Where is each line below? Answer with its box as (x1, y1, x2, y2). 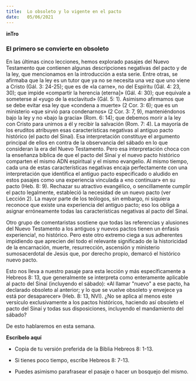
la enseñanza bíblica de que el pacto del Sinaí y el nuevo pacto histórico (6, 151, 180, 158)
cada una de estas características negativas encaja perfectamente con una (6, 164, 188, 171)
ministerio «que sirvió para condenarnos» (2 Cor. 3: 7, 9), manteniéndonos (6, 108, 185, 115)
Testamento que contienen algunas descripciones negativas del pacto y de (6, 64, 187, 71)
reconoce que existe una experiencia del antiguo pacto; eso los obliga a (6, 201, 180, 208)
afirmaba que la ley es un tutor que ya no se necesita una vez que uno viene (6, 77, 190, 84)
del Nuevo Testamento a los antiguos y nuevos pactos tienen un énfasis (6, 225, 180, 232)
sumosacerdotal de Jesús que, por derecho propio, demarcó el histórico (6, 250, 181, 257)
